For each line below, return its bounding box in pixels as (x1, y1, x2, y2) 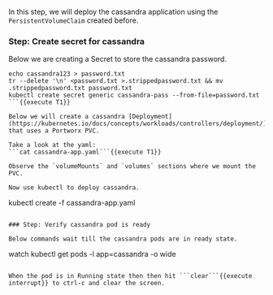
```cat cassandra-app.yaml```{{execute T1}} (8, 148, 162, 157)
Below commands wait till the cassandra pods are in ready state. (8, 235, 238, 243)
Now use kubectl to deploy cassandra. (8, 184, 140, 192)
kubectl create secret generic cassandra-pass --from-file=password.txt (8, 91, 260, 100)
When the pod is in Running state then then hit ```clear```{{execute (8, 272, 253, 280)
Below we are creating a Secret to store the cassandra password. (8, 54, 227, 64)
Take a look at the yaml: (8, 141, 96, 150)
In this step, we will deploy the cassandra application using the (8, 7, 219, 16)
